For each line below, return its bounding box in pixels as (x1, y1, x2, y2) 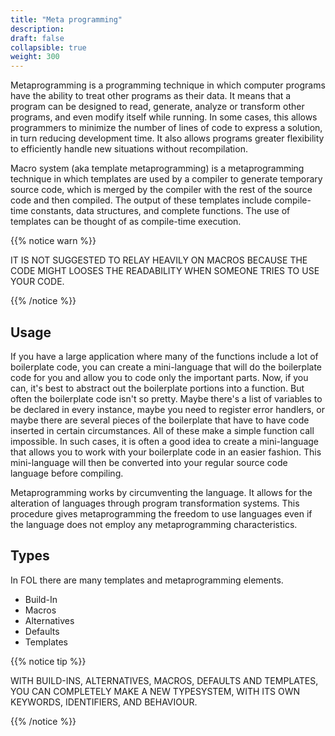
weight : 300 (10, 52, 60, 62)
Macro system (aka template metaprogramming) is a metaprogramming (10, 162, 305, 175)
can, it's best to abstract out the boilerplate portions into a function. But (10, 382, 305, 394)
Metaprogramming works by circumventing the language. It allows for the (10, 486, 313, 498)
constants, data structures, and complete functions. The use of (30, 205, 291, 217)
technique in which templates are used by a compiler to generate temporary (10, 173, 323, 185)
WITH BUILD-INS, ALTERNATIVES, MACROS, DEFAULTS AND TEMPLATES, (10, 674, 319, 686)
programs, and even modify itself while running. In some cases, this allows (10, 111, 318, 123)
